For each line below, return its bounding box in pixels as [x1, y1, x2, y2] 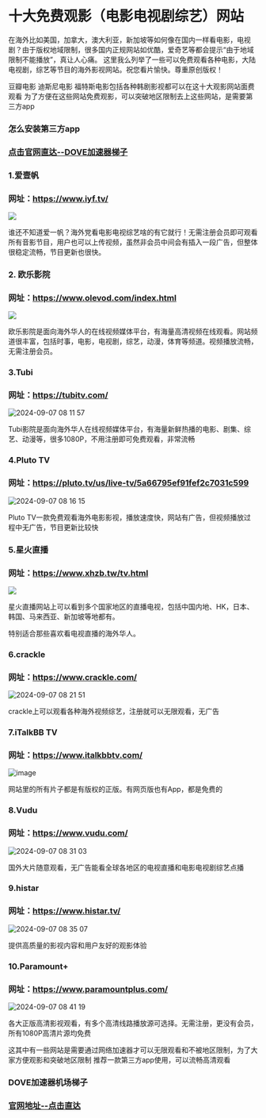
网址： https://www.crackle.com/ [8, 671, 137, 682]
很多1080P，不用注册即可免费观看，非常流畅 [49, 434, 196, 444]
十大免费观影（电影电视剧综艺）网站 [8, 7, 245, 25]
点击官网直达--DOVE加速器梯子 [8, 146, 128, 157]
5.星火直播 [8, 544, 49, 555]
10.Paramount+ [8, 961, 69, 972]
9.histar [8, 882, 40, 893]
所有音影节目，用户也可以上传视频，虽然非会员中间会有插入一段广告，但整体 [8, 237, 258, 247]
